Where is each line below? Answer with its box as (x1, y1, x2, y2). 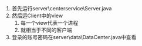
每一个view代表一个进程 (20, 20, 79, 26)
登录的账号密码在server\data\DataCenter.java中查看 (11, 34, 137, 40)
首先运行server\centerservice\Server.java (11, 5, 112, 11)
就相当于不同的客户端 (20, 26, 72, 33)
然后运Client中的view (11, 12, 63, 19)
